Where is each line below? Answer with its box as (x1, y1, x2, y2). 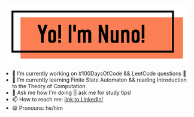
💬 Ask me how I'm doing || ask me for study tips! (11, 89, 132, 96)
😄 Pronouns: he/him (11, 104, 63, 112)
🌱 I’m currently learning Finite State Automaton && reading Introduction (11, 76, 187, 83)
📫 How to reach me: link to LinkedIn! (11, 96, 104, 103)
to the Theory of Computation (11, 83, 86, 89)
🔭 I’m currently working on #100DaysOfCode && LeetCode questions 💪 (11, 70, 187, 77)
